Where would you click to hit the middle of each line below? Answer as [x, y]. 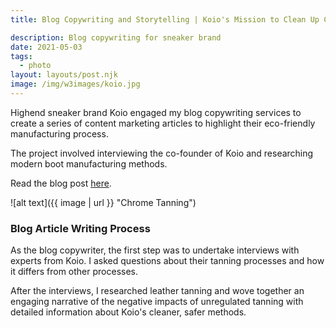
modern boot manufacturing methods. [89, 163]
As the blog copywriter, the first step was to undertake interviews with [155, 250]
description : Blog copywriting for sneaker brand [116, 37]
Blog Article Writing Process [80, 228]
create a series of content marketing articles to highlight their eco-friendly [163, 123]
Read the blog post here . [61, 183]
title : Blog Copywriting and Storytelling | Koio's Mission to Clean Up [165, 19]
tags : [21, 56]
